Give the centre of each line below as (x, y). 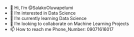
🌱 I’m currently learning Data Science (48, 18)
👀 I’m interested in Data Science (43, 13)
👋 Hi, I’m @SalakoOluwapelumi (41, 8)
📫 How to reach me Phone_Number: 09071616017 (62, 29)
